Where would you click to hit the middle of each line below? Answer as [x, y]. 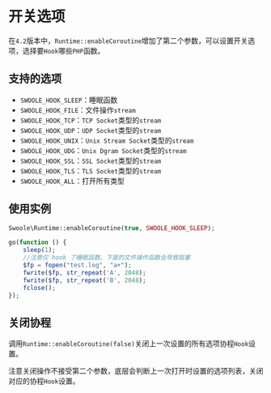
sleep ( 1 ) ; [40, 250]
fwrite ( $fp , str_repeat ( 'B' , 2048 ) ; [85, 280]
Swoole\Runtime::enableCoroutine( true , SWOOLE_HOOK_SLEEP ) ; [112, 228]
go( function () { [38, 243]
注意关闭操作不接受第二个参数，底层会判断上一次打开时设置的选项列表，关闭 [136, 371]
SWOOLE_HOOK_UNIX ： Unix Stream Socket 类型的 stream [107, 140]
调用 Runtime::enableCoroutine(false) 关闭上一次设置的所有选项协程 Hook [129, 344]
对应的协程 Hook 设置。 [44, 381]
